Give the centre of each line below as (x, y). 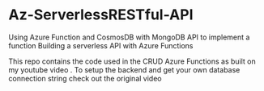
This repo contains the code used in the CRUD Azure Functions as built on (132, 61)
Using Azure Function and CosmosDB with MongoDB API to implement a (129, 37)
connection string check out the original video (85, 78)
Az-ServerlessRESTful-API (101, 15)
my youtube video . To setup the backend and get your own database (124, 69)
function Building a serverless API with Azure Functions (101, 45)
